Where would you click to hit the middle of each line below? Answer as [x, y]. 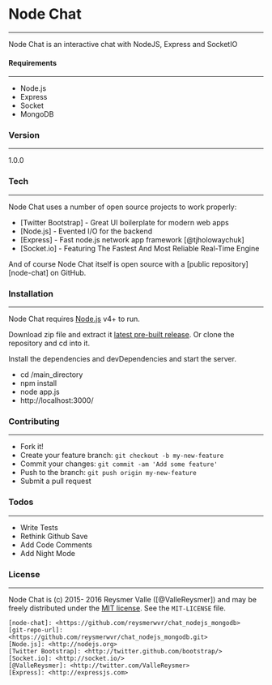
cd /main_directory [51, 375]
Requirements [33, 62]
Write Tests [39, 527]
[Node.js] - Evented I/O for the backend [86, 231]
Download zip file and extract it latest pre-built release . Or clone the [121, 335]
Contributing [34, 421]
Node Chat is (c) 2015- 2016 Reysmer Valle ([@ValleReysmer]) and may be [133, 599]
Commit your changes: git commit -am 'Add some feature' [119, 464]
